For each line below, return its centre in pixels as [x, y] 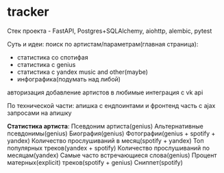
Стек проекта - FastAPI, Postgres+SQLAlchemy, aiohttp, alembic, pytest [110, 31]
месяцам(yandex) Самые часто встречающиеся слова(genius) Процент [112, 155]
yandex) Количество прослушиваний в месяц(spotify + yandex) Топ [105, 140]
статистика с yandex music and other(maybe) [83, 72]
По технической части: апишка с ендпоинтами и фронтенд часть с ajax [111, 105]
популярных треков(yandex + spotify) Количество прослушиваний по [109, 148]
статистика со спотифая [52, 57]
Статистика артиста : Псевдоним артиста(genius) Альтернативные [105, 126]
